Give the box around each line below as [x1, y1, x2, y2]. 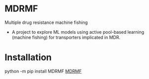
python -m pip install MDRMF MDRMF [4, 68, 82, 74]
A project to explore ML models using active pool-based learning [11, 29, 145, 35]
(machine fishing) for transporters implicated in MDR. [11, 34, 121, 40]
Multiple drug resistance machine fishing [4, 19, 88, 25]
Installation [4, 52, 52, 63]
